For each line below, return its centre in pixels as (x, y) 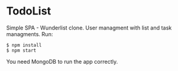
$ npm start (21, 50)
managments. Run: (30, 34)
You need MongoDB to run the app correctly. (62, 61)
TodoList (29, 11)
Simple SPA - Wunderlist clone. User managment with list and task (89, 28)
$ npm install (24, 45)
